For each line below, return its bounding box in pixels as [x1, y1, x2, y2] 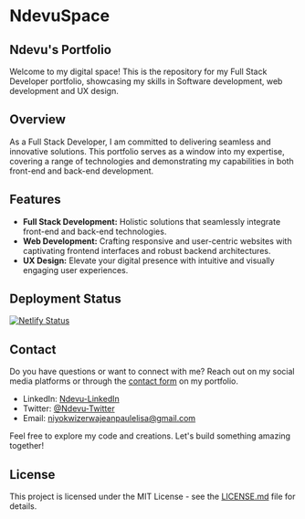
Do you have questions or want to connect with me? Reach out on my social [9, 366, 295, 377]
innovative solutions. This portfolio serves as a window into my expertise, [9, 145, 285, 156]
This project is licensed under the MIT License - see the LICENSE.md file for [9, 491, 296, 503]
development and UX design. [9, 86, 119, 96]
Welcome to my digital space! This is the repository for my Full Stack [9, 66, 268, 77]
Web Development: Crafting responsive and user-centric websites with [22, 235, 292, 247]
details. [9, 501, 37, 512]
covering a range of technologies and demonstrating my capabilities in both [9, 155, 294, 166]
